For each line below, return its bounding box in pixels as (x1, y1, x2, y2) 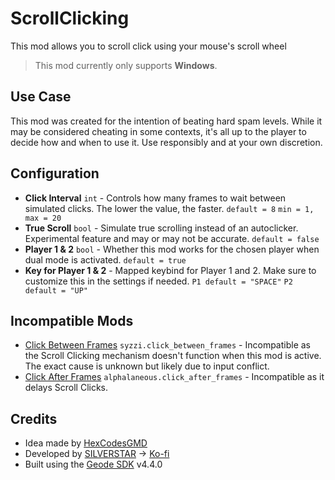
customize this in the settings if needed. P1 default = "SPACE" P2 (24, 275, 293, 287)
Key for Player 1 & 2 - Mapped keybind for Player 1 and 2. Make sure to (24, 264, 317, 276)
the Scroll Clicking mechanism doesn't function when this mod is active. (24, 350, 322, 362)
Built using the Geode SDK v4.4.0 (24, 458, 163, 471)
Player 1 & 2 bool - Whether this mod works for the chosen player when (24, 243, 320, 255)
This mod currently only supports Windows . (34, 59, 218, 71)
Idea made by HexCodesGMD (24, 437, 148, 449)
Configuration (10, 165, 100, 182)
